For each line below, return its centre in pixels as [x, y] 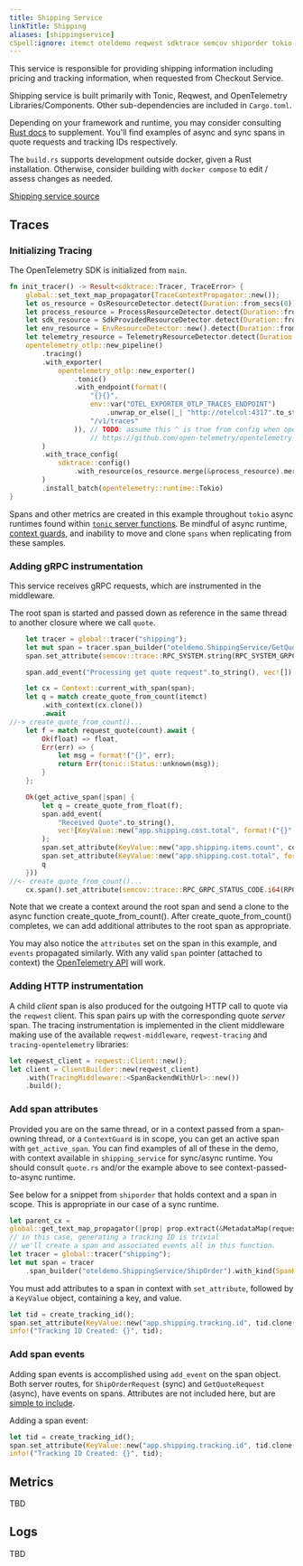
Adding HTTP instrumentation [77, 986]
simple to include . [42, 1402]
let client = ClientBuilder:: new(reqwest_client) [105, 1069]
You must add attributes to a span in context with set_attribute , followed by [151, 1288]
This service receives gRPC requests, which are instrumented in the [135, 586]
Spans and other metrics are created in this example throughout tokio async [151, 514]
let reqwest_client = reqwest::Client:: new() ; [98, 1061]
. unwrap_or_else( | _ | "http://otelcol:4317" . [191, 413]
